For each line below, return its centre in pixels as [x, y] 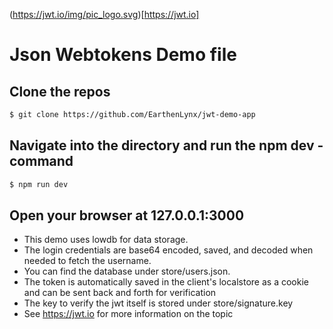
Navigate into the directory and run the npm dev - [166, 145]
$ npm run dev [39, 184]
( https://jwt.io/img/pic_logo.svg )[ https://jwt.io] [104, 14]
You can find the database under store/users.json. [127, 271]
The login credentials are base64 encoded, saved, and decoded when [168, 250]
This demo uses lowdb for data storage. [106, 240]
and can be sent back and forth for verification [120, 293]
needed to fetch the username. [87, 261]
